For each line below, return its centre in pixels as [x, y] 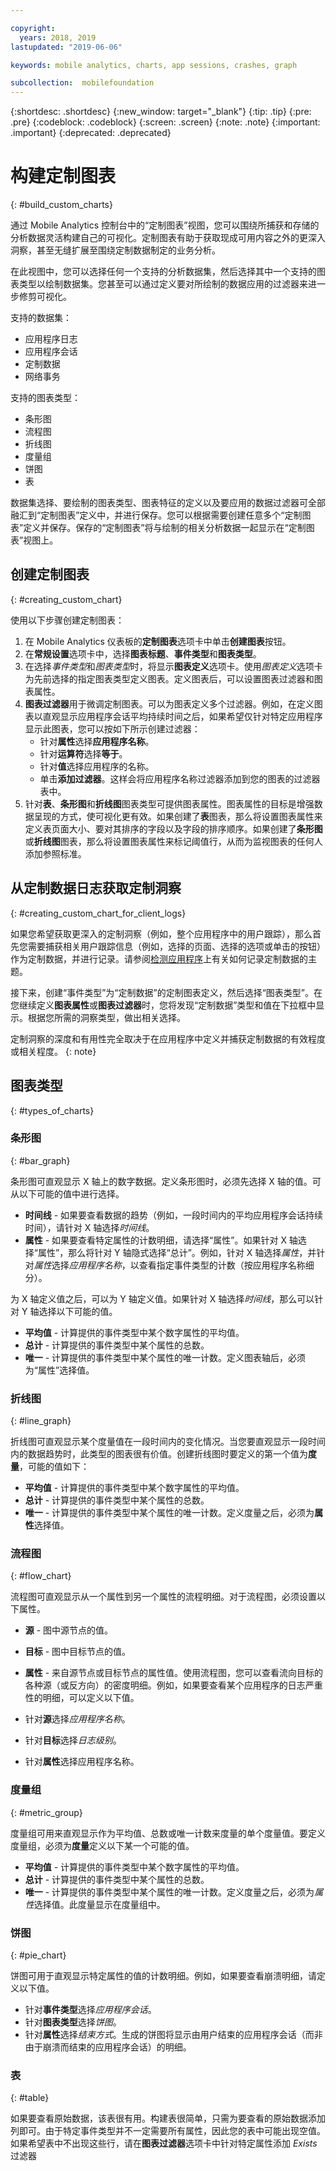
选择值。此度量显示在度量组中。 [99, 1904]
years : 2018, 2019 [58, 37]
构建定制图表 [63, 176]
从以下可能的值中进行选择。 [67, 1193]
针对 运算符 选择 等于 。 [83, 753]
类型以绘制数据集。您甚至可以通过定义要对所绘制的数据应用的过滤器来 [163, 284]
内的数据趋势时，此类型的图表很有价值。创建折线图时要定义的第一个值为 [159, 1454]
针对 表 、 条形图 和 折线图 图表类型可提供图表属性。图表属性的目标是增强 [169, 803]
